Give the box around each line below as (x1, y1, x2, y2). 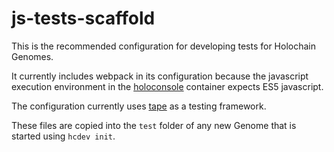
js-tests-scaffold (11, 7, 156, 30)
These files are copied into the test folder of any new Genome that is (11, 119, 297, 131)
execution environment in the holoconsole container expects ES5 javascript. (11, 80, 324, 92)
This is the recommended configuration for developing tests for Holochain (11, 40, 316, 52)
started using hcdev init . (11, 130, 116, 142)
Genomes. (11, 50, 54, 62)
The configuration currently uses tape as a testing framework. (11, 100, 267, 112)
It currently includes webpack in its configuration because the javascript (11, 70, 309, 82)
